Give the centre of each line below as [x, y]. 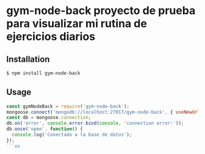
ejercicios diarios [51, 37]
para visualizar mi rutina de [77, 24]
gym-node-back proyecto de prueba [101, 11]
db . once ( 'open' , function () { [45, 129]
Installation [28, 59]
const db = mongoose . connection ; [49, 118]
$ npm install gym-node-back [43, 73]
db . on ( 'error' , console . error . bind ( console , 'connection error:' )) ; [95, 123]
